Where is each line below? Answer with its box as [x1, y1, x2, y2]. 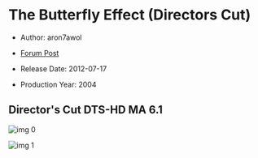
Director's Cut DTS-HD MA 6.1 [8, 103, 163, 117]
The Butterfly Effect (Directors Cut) [8, 6, 251, 24]
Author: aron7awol [20, 32, 82, 42]
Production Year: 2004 [20, 79, 97, 89]
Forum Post [20, 48, 59, 58]
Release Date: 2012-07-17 [20, 63, 107, 74]
